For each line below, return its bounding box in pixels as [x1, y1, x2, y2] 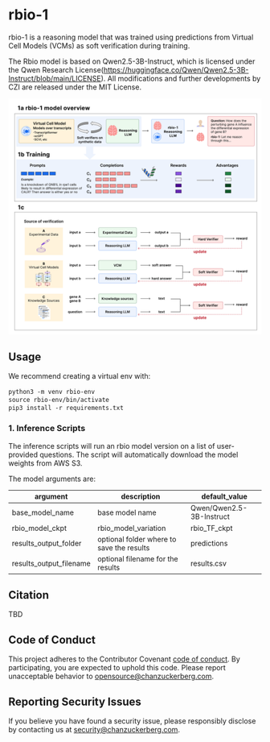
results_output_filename [11, 558, 91, 568]
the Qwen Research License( [8, 64, 104, 74]
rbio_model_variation [97, 523, 166, 533]
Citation [8, 588, 50, 602]
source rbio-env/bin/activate [8, 396, 110, 404]
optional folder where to [97, 534, 177, 544]
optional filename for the [97, 554, 178, 564]
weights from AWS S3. [8, 458, 83, 468]
